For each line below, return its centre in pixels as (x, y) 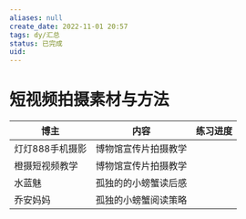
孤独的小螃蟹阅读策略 (141, 200)
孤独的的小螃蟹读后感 (141, 183)
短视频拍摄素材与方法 (90, 100)
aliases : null (36, 18)
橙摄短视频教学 (46, 166)
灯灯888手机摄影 (51, 149)
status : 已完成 (36, 43)
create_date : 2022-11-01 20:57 (69, 26)
